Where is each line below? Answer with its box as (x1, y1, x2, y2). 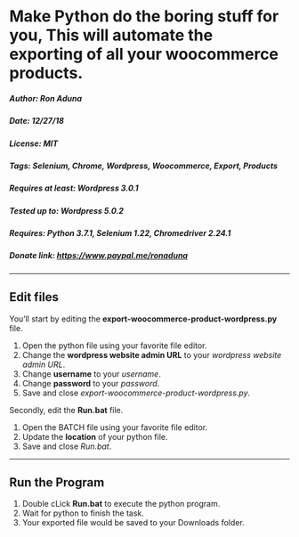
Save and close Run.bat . (21, 441, 112, 452)
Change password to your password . (21, 378, 160, 388)
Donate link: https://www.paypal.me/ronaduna (9, 250, 189, 261)
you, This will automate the (9, 25, 214, 45)
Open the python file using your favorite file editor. (21, 340, 207, 351)
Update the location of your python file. (21, 431, 168, 442)
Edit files (9, 289, 60, 305)
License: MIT (9, 138, 59, 149)
